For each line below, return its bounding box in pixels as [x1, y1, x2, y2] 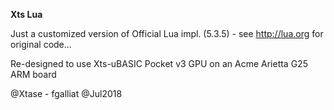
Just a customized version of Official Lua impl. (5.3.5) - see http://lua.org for [10, 28, 324, 39]
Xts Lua [10, 9, 43, 20]
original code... [10, 39, 72, 50]
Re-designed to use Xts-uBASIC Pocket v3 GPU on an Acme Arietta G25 [10, 58, 308, 69]
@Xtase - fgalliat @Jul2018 [10, 88, 123, 99]
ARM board [10, 69, 57, 80]
